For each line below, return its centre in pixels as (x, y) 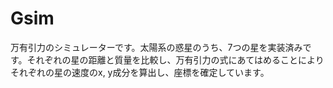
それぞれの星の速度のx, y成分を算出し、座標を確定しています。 (140, 72)
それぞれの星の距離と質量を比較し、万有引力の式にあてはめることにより (175, 59)
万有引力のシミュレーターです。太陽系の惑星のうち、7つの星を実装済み (156, 47)
